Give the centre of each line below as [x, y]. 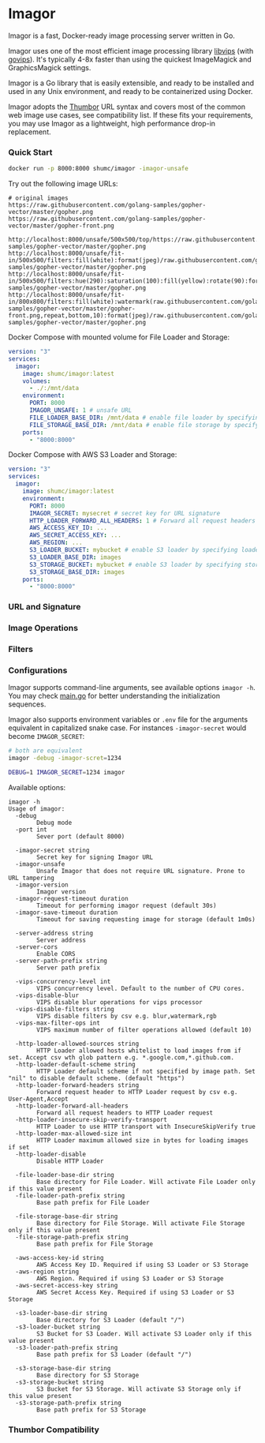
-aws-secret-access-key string [67, 1286]
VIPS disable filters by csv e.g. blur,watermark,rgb [127, 1016]
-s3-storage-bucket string [60, 1382]
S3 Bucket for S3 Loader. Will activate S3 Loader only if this [144, 1334]
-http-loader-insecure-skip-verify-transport [91, 1120]
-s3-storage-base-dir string [63, 1369]
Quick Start [30, 152]
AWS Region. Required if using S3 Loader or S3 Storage [130, 1279]
